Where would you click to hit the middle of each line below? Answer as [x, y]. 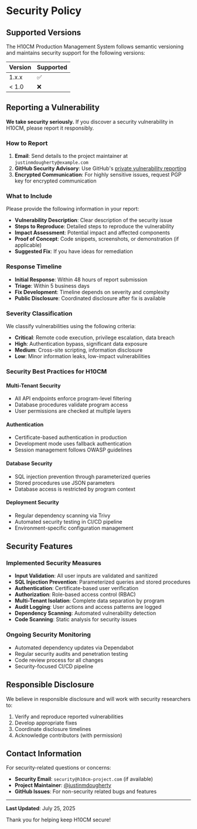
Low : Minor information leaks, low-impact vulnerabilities [82, 356]
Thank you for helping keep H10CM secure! [59, 820]
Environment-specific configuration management [74, 528]
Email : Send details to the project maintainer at [71, 156]
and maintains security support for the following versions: [76, 53]
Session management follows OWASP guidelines [73, 450]
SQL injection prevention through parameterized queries [82, 476]
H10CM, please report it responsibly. [50, 128]
